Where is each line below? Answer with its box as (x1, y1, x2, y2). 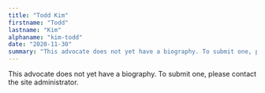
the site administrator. (8, 77, 79, 87)
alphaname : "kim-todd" (8, 33, 83, 41)
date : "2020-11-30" (8, 41, 73, 48)
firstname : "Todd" (8, 19, 69, 27)
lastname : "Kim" (8, 26, 62, 34)
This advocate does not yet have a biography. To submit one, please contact (8, 70, 257, 78)
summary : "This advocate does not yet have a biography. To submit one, (8, 48, 252, 55)
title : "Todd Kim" (8, 11, 69, 20)
